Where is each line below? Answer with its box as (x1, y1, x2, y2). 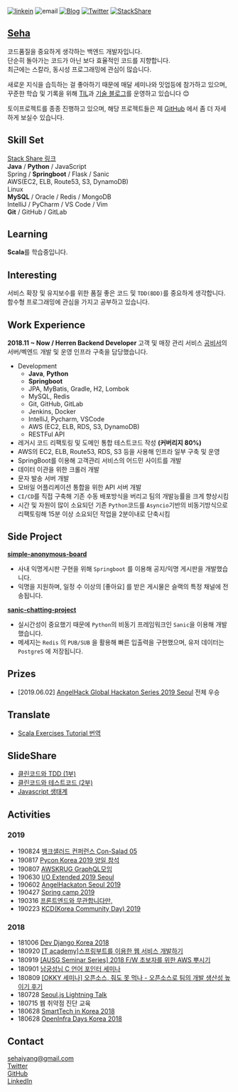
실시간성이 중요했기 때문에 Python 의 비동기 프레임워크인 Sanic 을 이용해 (17, 620, 215, 629)
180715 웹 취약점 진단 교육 (17, 999, 91, 1008)
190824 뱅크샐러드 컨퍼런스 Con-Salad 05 (17, 847, 137, 855)
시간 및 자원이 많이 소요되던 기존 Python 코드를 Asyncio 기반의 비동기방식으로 (17, 501, 229, 510)
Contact (7, 1035, 44, 1047)
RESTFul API (28, 430, 65, 438)
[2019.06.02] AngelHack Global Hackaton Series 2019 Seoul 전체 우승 (17, 688, 220, 696)
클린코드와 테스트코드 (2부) (17, 778, 94, 787)
